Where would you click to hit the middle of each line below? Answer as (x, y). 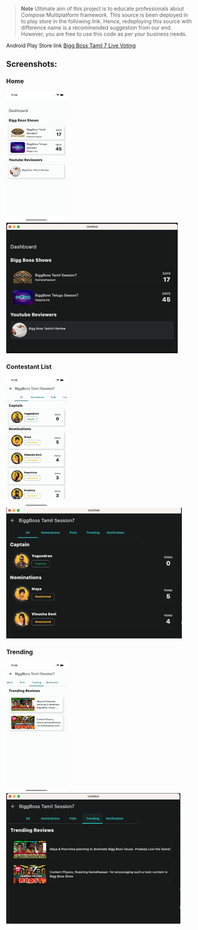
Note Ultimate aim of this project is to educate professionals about (102, 9)
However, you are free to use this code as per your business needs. (104, 34)
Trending (20, 651)
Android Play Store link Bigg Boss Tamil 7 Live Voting (71, 45)
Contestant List (29, 366)
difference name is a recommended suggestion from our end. (96, 27)
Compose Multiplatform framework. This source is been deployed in (104, 15)
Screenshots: (32, 64)
